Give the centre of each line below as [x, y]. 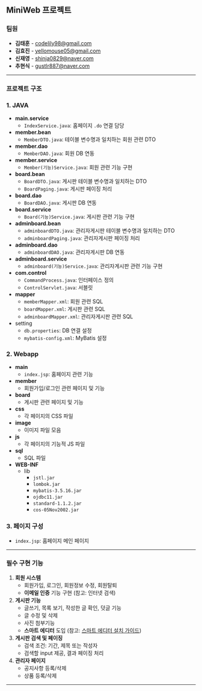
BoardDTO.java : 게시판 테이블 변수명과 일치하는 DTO [85, 181]
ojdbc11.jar [48, 497]
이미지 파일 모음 [42, 430]
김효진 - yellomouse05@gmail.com [58, 51]
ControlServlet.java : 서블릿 [58, 287]
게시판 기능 [28, 600]
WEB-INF [27, 465]
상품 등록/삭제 [40, 675]
